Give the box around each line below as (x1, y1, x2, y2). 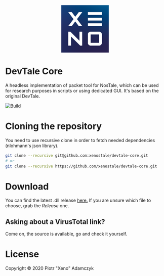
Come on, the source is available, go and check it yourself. (5, 231, 128, 237)
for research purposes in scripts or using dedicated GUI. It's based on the (5, 87, 159, 94)
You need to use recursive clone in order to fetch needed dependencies (5, 137, 155, 143)
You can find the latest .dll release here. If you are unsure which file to (5, 197, 151, 204)
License (5, 249, 39, 260)
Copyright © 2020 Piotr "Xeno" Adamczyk (5, 265, 94, 271)
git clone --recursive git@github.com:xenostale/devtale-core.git (5, 153, 148, 158)
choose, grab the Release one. (5, 203, 69, 209)
